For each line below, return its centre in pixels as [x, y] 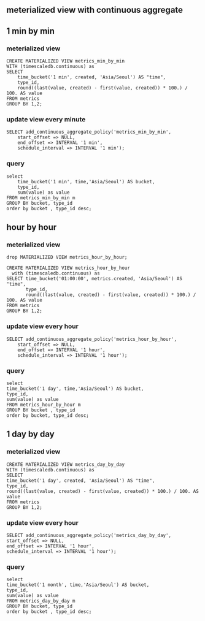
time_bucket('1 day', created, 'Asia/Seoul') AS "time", [81, 481]
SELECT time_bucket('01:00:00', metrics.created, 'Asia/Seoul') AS [95, 279]
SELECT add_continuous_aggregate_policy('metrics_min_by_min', [89, 132]
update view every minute [46, 119]
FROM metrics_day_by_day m [41, 601]
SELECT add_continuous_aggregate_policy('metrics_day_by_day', [89, 535]
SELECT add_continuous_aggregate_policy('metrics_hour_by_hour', [91, 339]
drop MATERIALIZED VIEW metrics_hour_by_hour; [67, 257]
